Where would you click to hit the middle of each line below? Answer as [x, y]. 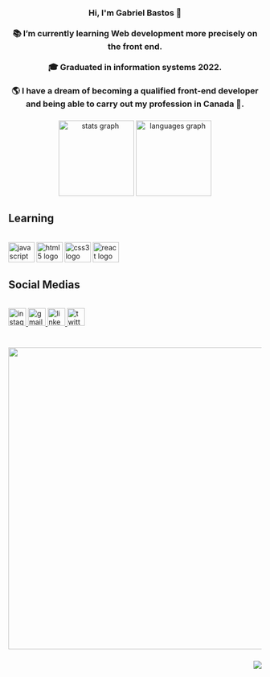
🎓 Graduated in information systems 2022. [135, 67]
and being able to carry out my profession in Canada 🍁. [135, 104]
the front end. [135, 46]
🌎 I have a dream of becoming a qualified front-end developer [135, 90]
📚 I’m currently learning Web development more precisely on [135, 33]
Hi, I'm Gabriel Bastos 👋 [135, 13]
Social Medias [44, 285]
